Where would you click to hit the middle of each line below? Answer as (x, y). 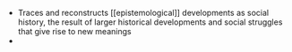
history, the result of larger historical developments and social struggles (150, 22)
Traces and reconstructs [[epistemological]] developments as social (143, 13)
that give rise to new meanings (74, 31)
